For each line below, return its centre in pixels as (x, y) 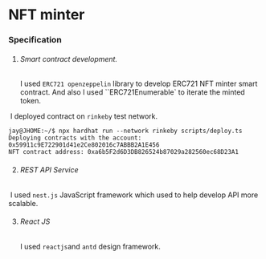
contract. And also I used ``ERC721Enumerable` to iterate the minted (132, 92)
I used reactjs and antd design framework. (90, 246)
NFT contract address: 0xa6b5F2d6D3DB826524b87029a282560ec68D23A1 (124, 152)
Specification (35, 40)
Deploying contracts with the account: (75, 138)
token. (31, 101)
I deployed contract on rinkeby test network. (84, 116)
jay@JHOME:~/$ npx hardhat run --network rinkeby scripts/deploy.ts (125, 131)
